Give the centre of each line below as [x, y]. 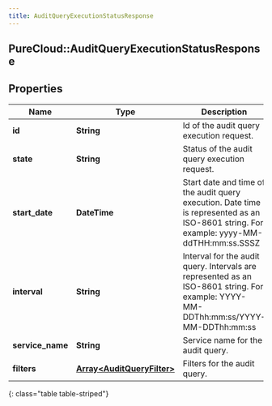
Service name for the [223, 340]
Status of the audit [217, 148]
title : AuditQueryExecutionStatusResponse [81, 16]
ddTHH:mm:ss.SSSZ [221, 242]
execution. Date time [222, 202]
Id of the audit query [221, 125]
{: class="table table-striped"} [59, 393]
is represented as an [221, 212]
